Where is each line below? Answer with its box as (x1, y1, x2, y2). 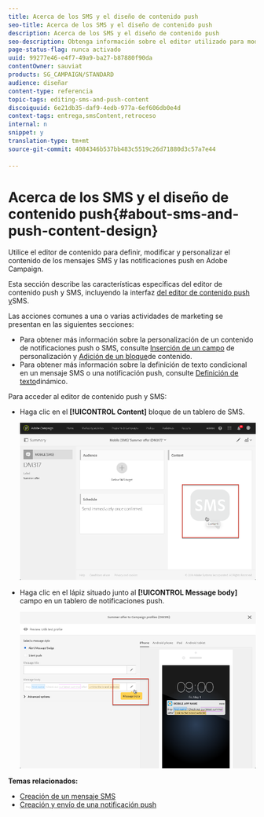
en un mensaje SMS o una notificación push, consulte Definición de (19, 368, 239, 378)
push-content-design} (8, 222, 159, 240)
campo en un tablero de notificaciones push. (19, 595, 165, 605)
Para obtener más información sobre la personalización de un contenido (19, 335, 254, 345)
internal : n (8, 120, 47, 129)
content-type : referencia (8, 87, 93, 95)
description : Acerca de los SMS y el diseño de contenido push (8, 29, 220, 37)
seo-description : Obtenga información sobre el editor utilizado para (8, 38, 244, 46)
